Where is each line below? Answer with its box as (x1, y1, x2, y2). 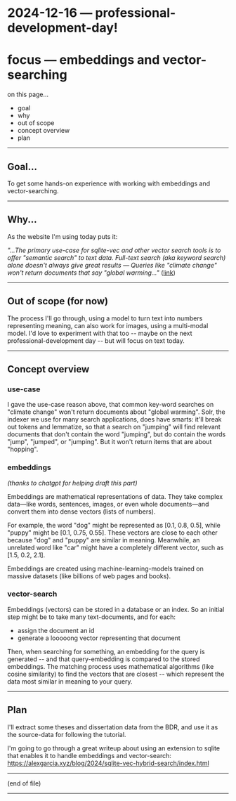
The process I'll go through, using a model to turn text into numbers (7, 314, 203, 323)
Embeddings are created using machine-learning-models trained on (7, 564, 204, 573)
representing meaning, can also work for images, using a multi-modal (7, 321, 209, 330)
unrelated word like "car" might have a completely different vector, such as (7, 543, 224, 552)
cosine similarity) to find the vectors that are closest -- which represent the (7, 670, 225, 678)
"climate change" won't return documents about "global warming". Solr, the (7, 408, 226, 416)
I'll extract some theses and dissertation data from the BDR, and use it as (7, 722, 218, 731)
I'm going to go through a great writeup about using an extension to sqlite (7, 743, 220, 753)
